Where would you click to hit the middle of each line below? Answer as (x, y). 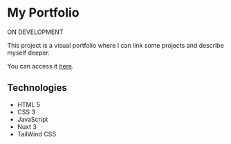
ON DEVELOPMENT (35, 32)
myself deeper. (29, 53)
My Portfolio (43, 13)
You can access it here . (40, 66)
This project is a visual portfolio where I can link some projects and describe (116, 45)
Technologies (37, 88)
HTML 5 (29, 105)
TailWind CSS (37, 134)
